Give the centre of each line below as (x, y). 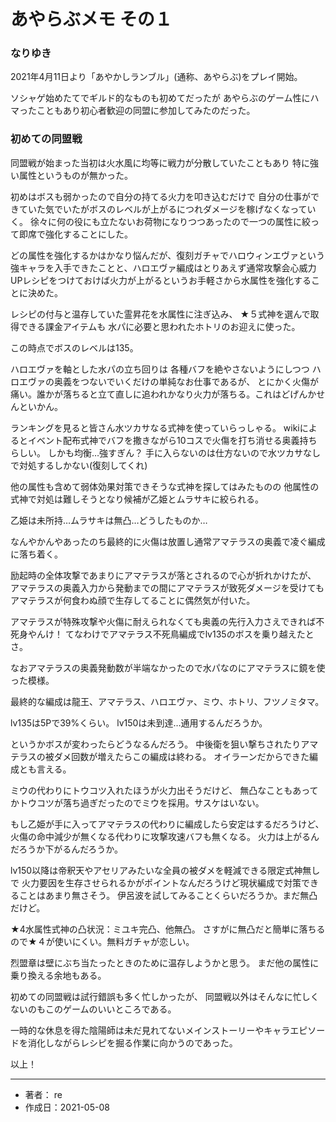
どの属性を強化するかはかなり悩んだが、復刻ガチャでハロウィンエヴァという (168, 255)
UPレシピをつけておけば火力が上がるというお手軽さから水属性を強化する (161, 280)
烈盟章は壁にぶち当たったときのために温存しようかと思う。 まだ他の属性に (165, 962)
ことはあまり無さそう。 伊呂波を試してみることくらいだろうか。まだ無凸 (168, 895)
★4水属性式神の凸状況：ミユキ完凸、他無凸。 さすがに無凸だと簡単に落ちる (168, 929)
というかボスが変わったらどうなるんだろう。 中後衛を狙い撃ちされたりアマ (164, 744)
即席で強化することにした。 (75, 234)
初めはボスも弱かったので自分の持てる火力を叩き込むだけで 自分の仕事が (160, 196)
